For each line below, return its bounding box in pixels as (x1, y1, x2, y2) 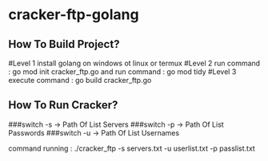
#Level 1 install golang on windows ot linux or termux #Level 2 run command (8, 58, 261, 68)
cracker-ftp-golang (8, 6, 139, 24)
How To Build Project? (8, 37, 120, 51)
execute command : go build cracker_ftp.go (8, 76, 152, 84)
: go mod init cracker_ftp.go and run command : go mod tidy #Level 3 (8, 67, 237, 77)
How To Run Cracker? (8, 98, 118, 112)
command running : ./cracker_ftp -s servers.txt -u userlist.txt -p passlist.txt (8, 143, 256, 153)
